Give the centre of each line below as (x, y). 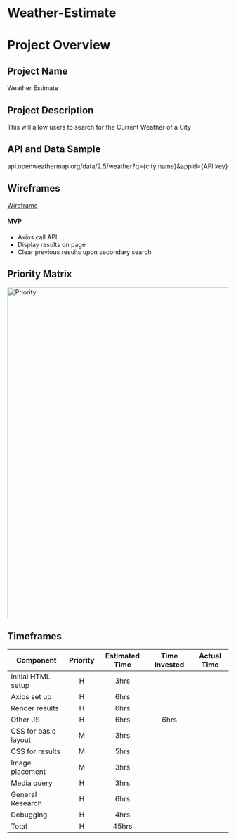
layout (21, 740)
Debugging (29, 815)
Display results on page (52, 244)
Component (37, 660)
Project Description (51, 110)
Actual (210, 656)
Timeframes (34, 636)
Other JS (25, 720)
